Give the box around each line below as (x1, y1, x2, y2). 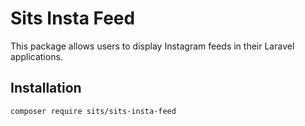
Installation (10, 80, 82, 97)
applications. (10, 50, 63, 62)
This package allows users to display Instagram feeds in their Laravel (10, 40, 295, 52)
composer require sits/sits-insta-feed (10, 106, 177, 116)
